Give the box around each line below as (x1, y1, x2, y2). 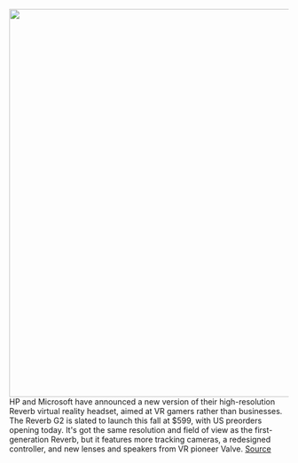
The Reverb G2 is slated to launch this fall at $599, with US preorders (9, 415, 263, 426)
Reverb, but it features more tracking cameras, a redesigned (50, 435, 271, 444)
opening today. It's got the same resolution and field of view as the (9, 425, 253, 435)
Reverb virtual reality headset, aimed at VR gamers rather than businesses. (9, 406, 283, 416)
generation (9, 435, 49, 444)
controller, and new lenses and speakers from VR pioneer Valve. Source (9, 443, 272, 454)
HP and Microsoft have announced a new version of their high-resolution (9, 396, 276, 407)
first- (254, 425, 273, 435)
